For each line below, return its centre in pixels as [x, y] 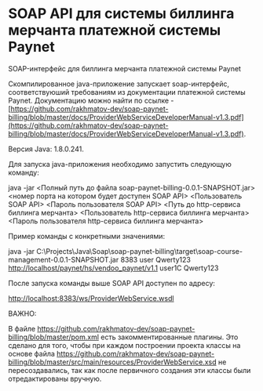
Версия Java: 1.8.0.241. [46, 149]
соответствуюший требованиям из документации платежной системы [127, 92]
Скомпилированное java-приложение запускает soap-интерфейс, [119, 84]
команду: [24, 172]
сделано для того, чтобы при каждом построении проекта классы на [124, 345]
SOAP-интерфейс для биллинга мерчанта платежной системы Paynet [125, 68]
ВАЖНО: [22, 313]
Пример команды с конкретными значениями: [87, 236]
